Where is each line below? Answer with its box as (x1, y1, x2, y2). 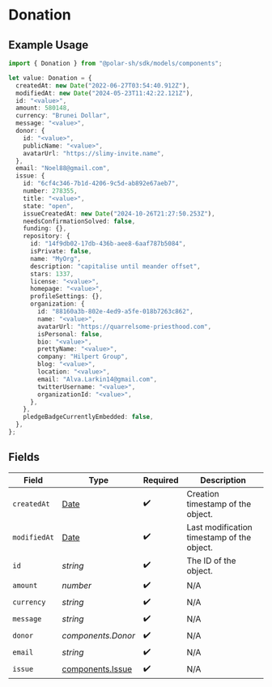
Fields (8, 450, 40, 464)
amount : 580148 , (15, 104, 70, 113)
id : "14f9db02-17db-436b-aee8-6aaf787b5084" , (29, 240, 186, 248)
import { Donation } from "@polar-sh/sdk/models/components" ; (8, 59, 223, 67)
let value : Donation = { (8, 74, 92, 82)
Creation (186, 488, 220, 499)
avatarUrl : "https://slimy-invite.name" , (23, 149, 164, 157)
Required (142, 474, 180, 485)
